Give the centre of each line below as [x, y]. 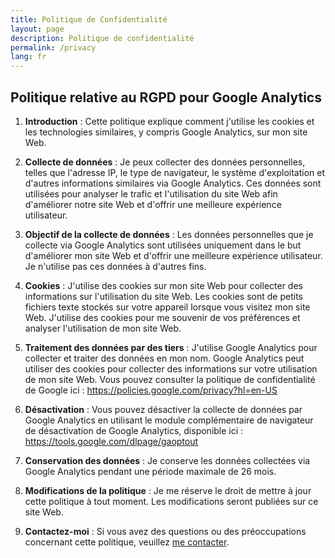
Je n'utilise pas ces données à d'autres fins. [115, 266]
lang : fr [28, 57]
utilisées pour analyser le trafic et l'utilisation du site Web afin [151, 193]
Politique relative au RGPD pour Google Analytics [166, 97]
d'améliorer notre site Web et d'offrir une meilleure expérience [153, 204]
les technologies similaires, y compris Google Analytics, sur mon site [166, 132]
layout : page [37, 29]
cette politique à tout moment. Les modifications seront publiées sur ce [171, 501]
